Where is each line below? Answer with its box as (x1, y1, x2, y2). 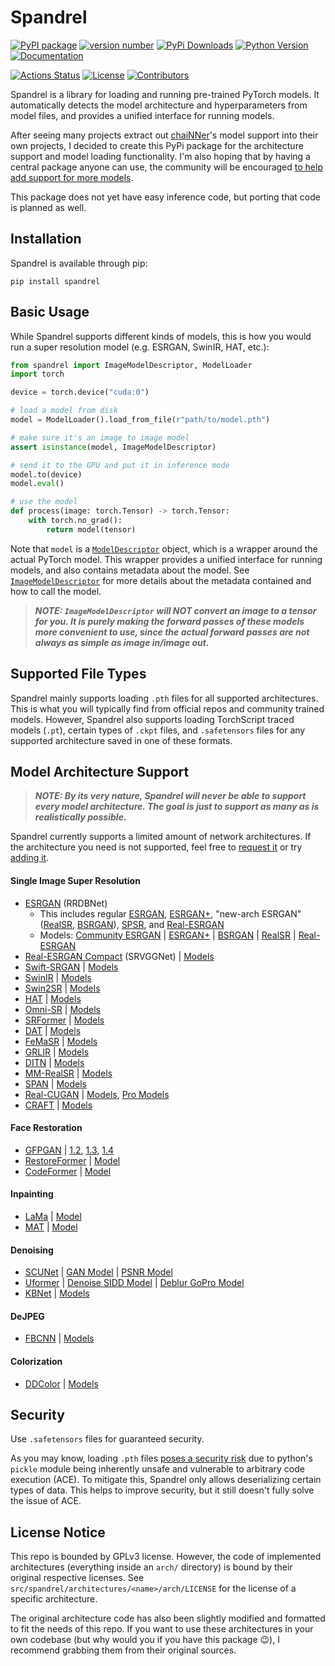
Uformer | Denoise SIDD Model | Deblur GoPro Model (24, 1277, 245, 1289)
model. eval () (10, 479, 65, 489)
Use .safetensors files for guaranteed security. (10, 1433, 205, 1445)
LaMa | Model (24, 1211, 82, 1223)
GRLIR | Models (24, 1046, 90, 1058)
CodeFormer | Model (24, 1165, 112, 1177)
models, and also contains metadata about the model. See (10, 564, 250, 576)
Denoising (10, 1244, 54, 1256)
